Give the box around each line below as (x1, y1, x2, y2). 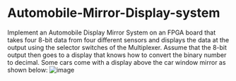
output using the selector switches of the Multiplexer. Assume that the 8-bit (7, 43, 228, 51)
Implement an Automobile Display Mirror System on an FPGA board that (7, 28, 216, 37)
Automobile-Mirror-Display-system (7, 5, 220, 21)
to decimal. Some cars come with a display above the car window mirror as (7, 58, 226, 66)
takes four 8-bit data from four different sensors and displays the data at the (7, 35, 230, 44)
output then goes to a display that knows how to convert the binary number (7, 51, 227, 59)
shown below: (7, 66, 48, 74)
